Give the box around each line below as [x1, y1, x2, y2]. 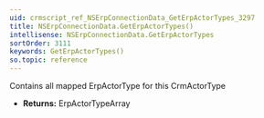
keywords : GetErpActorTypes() [9, 47, 125, 56]
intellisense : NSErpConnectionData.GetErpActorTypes [9, 30, 215, 39]
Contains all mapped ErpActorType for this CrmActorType [9, 81, 227, 91]
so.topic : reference [9, 55, 89, 64]
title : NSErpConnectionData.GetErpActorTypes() [9, 22, 195, 31]
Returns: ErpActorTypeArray [22, 98, 131, 109]
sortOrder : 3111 [9, 38, 71, 48]
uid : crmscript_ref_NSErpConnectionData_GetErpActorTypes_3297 [9, 13, 256, 23]
